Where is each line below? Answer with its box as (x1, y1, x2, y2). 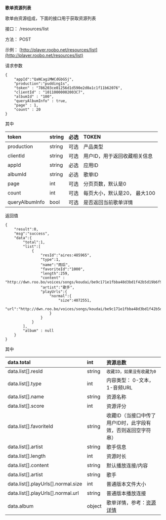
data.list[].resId (7, 368, 43, 375)
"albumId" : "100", (14, 94, 54, 99)
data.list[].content (7, 462, 49, 469)
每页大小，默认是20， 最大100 (83, 190, 156, 196)
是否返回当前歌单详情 (83, 199, 133, 206)
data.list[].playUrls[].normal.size (7, 480, 83, 487)
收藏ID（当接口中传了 (106, 412, 156, 419)
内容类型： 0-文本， (106, 377, 154, 383)
